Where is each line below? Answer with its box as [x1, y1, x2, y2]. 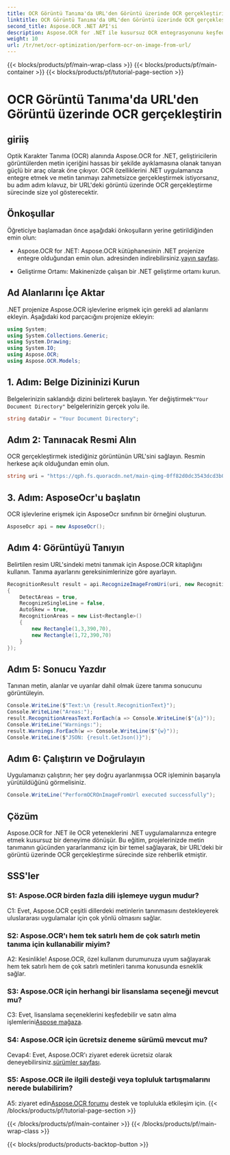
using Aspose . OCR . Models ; [7, 357, 81, 364]
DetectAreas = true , [19, 594, 78, 600]
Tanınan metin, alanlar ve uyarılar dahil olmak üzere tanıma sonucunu [7, 682, 202, 690]
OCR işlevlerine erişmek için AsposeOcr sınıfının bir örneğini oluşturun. [7, 510, 207, 518]
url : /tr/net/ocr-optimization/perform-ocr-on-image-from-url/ [7, 42, 192, 49]
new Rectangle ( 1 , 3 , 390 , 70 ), [31, 625, 112, 632]
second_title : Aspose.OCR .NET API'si [7, 23, 118, 29]
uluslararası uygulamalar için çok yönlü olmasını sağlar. [7, 913, 162, 922]
